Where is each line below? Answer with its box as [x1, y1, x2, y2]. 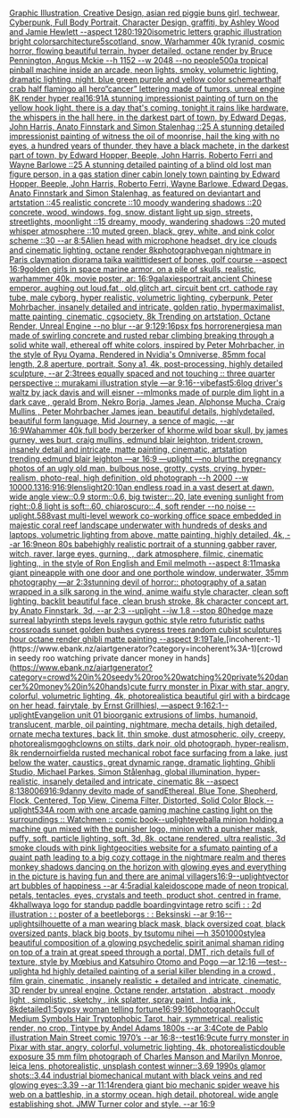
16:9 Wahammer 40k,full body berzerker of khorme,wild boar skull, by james [9, 425, 288, 436]
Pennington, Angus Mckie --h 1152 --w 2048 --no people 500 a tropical [9, 55, 269, 65]
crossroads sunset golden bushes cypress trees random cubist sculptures [9, 624, 283, 635]
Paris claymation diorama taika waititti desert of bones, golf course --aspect [9, 254, 287, 264]
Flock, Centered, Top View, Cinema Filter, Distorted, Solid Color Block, [9, 795, 267, 805]
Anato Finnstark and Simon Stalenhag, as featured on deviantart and [9, 188, 262, 198]
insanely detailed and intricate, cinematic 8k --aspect [42, 776, 239, 787]
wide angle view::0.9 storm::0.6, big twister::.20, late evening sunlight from [9, 491, 284, 502]
